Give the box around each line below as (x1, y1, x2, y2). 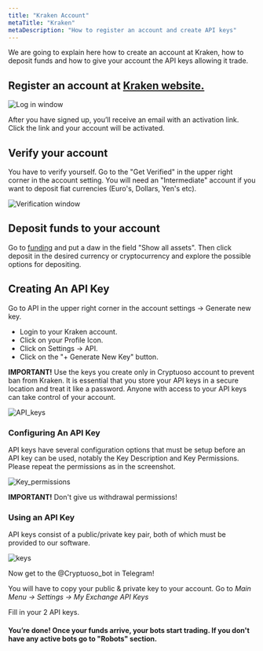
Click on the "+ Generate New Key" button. (19, 352, 159, 361)
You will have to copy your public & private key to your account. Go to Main (8, 584, 251, 594)
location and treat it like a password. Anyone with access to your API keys (8, 383, 247, 394)
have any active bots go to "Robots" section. (8, 634, 157, 643)
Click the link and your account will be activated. (8, 124, 165, 133)
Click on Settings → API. (19, 343, 98, 353)
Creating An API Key (8, 283, 110, 296)
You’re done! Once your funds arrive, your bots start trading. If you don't (8, 625, 250, 634)
